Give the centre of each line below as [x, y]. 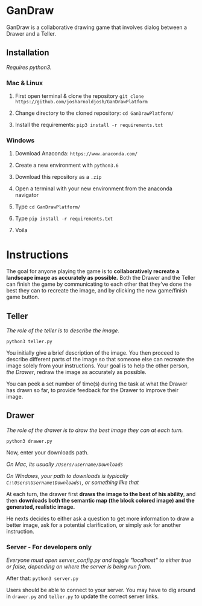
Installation [28, 53]
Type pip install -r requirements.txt [64, 219]
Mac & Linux [25, 83]
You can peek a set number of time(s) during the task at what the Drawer [97, 384]
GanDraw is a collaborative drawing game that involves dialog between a [97, 27]
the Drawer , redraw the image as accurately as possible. [76, 372]
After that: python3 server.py [43, 578]
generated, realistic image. [41, 507]
